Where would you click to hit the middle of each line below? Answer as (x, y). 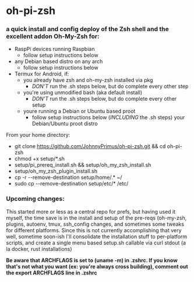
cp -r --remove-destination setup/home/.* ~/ (68, 177)
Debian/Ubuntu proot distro (65, 123)
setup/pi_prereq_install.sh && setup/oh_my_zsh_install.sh (83, 165)
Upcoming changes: (35, 199)
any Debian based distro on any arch (59, 61)
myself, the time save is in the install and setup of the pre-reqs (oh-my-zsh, (96, 218)
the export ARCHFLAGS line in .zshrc (52, 273)
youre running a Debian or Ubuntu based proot (79, 111)
